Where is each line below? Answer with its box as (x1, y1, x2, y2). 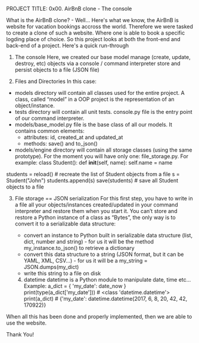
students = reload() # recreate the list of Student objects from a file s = (6, 171, 180, 178)
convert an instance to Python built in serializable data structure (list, (23, 232, 192, 239)
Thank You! (6, 331, 35, 338)
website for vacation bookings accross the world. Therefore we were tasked (6, 23, 194, 30)
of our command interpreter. (14, 115, 85, 122)
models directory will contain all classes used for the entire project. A (14, 89, 185, 96)
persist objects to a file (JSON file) (14, 66, 99, 73)
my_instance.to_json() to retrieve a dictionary (23, 245, 135, 251)
